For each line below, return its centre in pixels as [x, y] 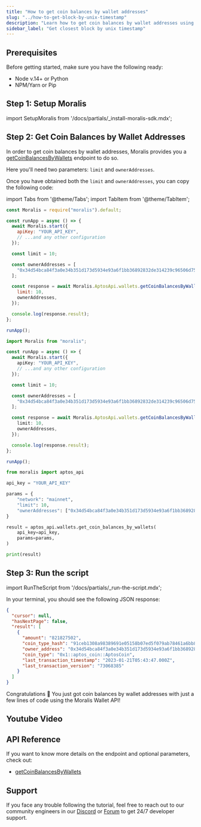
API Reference [33, 739]
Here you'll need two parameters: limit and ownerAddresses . [80, 169]
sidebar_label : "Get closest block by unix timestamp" [76, 28]
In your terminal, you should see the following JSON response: [83, 599]
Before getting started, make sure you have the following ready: [85, 67]
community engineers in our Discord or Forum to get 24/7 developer [90, 811]
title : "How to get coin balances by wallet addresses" [77, 12]
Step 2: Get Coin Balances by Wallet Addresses [96, 137]
